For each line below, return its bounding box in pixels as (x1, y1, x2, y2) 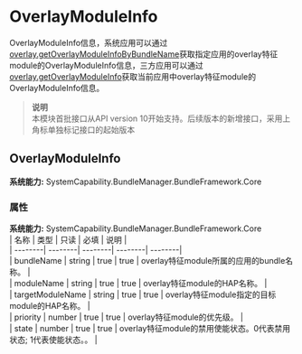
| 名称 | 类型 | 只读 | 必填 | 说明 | (9, 235, 127, 246)
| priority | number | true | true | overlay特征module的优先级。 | (9, 312, 244, 322)
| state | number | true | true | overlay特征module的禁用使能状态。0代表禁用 (9, 323, 291, 334)
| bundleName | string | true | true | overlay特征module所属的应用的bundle (9, 256, 286, 266)
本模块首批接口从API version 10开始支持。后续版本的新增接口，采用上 (31, 113, 291, 124)
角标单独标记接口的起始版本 (31, 124, 136, 135)
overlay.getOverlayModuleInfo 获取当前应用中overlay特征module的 (9, 70, 256, 82)
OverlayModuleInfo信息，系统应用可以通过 (9, 37, 168, 48)
